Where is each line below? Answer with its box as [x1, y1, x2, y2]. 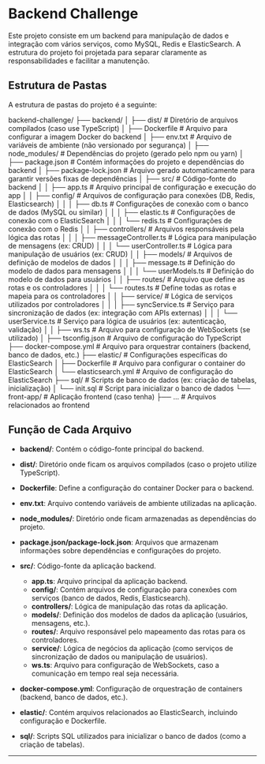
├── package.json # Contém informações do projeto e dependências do [8, 157, 244, 167]
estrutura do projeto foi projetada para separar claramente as [8, 47, 207, 57]
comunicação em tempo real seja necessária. [31, 668, 179, 678]
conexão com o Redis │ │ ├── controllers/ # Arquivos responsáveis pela [8, 224, 244, 234]
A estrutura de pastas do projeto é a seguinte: [8, 99, 158, 109]
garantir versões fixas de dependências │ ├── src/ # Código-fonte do [8, 174, 237, 183]
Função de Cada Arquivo [8, 423, 132, 436]
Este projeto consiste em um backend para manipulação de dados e [8, 31, 230, 40]
